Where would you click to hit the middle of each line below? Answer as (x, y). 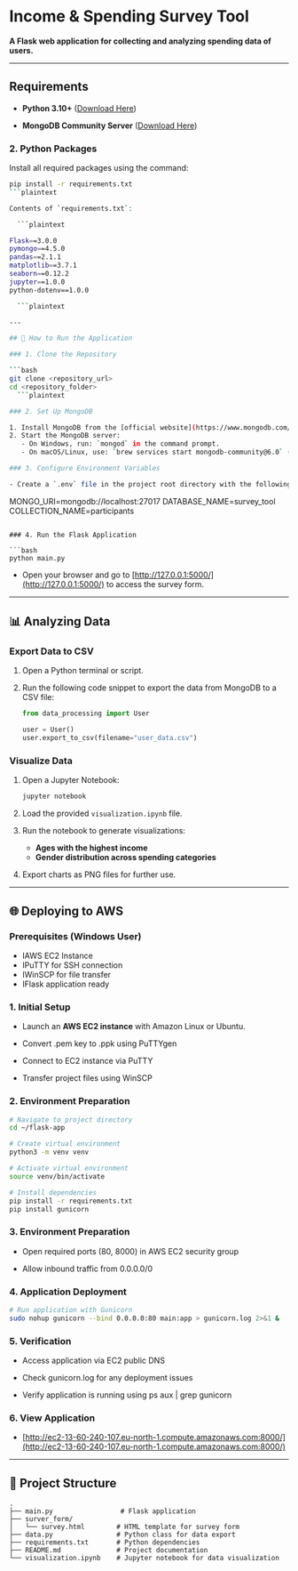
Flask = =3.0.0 (33, 241)
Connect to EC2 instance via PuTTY (87, 1061)
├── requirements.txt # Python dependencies (105, 1543)
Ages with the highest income (91, 848)
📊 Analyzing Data (60, 621)
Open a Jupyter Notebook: (71, 780)
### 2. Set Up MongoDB (51, 411)
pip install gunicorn (49, 1209)
